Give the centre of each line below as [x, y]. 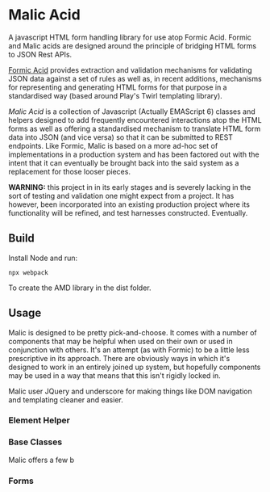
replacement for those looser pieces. [70, 171]
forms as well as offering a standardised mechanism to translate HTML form [135, 128]
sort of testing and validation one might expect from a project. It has [121, 196]
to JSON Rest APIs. [40, 54]
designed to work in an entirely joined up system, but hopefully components [135, 367]
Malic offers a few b [42, 460]
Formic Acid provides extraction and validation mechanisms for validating [130, 69]
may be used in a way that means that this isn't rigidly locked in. [115, 375]
